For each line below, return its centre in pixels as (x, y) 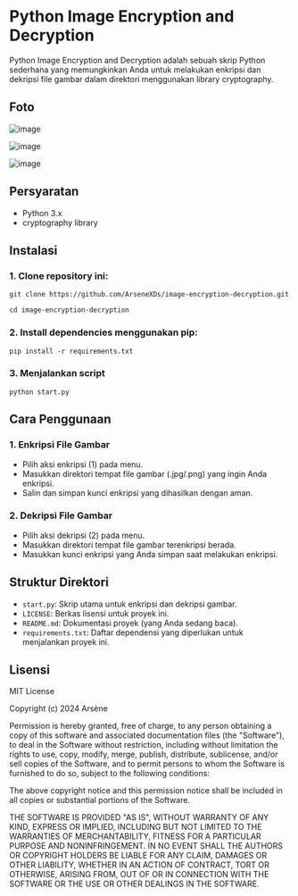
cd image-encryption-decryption (69, 310)
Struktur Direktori (59, 582)
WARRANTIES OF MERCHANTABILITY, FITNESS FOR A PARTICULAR (135, 836)
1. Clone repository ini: (59, 276)
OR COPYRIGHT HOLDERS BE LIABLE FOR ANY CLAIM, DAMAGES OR (138, 856)
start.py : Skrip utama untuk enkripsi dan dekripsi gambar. (129, 604)
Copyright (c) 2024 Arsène (59, 708)
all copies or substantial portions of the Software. (99, 800)
